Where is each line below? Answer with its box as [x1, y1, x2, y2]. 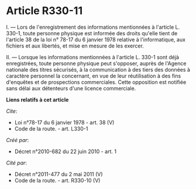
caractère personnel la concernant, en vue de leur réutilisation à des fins [6, 72, 181, 79]
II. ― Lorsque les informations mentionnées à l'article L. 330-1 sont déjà [6, 53, 180, 60]
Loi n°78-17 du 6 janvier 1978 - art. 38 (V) [14, 119, 115, 126]
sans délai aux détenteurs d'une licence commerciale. [6, 85, 136, 92]
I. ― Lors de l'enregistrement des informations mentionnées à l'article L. [6, 23, 180, 31]
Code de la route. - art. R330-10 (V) [14, 177, 101, 184]
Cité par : [6, 159, 27, 166]
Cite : [6, 107, 18, 114]
